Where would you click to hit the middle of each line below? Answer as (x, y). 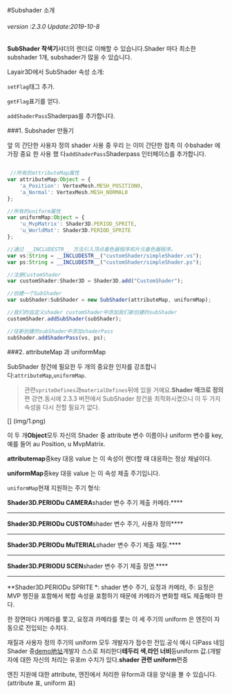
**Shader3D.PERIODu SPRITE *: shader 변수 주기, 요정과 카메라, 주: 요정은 (111, 587)
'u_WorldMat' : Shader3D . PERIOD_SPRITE (75, 231)
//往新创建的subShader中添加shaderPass (60, 331)
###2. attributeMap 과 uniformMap (57, 351)
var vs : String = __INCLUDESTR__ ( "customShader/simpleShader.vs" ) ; (105, 256)
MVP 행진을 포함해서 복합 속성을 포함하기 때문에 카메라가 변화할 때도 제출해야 (112, 595)
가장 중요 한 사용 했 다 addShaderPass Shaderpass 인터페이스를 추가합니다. (107, 154)
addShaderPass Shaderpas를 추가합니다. (61, 116)
